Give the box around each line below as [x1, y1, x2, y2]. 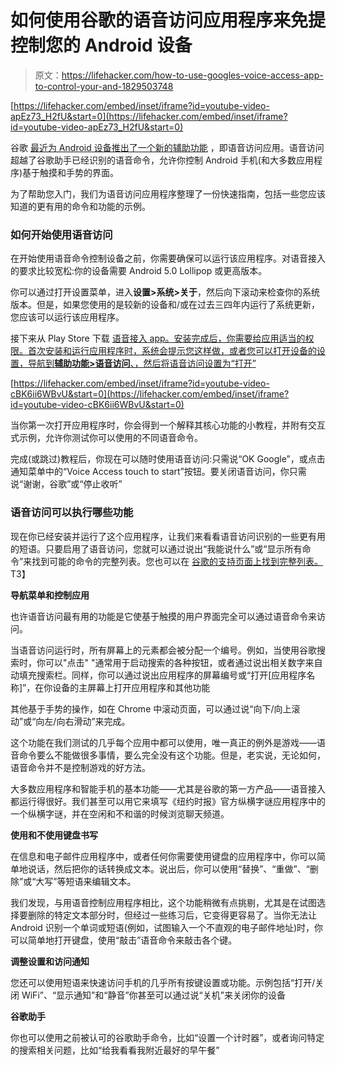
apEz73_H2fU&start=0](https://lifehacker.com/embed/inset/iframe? [10, 110, 288, 122]
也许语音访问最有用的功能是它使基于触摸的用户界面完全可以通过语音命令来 [10, 610, 317, 622]
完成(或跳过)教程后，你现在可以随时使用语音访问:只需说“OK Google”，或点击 [10, 453, 326, 465]
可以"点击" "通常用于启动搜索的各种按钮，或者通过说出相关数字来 [44, 656, 315, 668]
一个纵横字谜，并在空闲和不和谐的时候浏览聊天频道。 [10, 807, 230, 820]
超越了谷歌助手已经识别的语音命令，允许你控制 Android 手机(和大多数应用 [10, 154, 314, 166]
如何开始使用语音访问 [10, 227, 113, 241]
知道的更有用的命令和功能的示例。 [10, 200, 151, 212]
